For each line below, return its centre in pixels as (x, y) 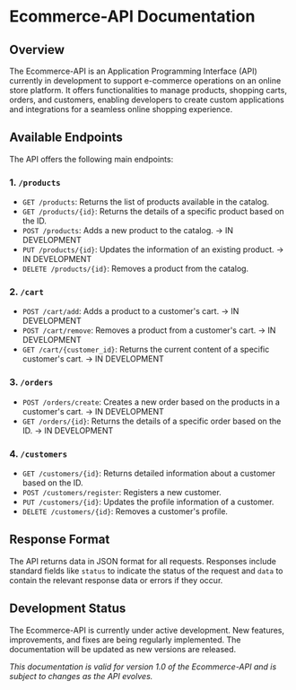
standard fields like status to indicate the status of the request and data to (146, 571)
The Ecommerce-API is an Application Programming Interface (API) (133, 71)
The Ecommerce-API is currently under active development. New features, (147, 630)
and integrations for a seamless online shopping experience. (121, 109)
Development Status (68, 609)
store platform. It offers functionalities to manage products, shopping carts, (148, 90)
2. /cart (27, 292)
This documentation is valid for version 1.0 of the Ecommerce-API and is (143, 667)
